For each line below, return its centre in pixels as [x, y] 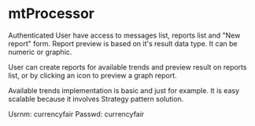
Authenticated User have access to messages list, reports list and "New [124, 35]
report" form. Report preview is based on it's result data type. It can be [123, 43]
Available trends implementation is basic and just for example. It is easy [124, 90]
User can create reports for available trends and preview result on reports [128, 67]
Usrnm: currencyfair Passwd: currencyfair [76, 113]
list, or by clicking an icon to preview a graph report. [92, 75]
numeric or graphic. [40, 52]
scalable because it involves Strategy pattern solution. [96, 99]
